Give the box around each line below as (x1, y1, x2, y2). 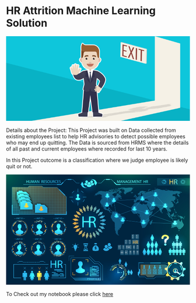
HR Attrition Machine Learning (6, 4, 156, 18)
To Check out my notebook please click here (6, 290, 114, 297)
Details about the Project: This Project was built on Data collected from (6, 127, 176, 134)
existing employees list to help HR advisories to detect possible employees (6, 133, 185, 140)
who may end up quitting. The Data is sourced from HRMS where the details (6, 139, 189, 146)
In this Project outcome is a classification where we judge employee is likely (6, 156, 188, 163)
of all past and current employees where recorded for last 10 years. (6, 145, 168, 152)
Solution (6, 16, 48, 30)
